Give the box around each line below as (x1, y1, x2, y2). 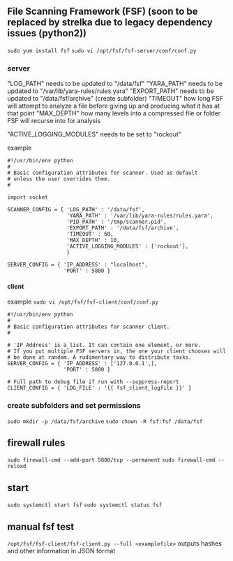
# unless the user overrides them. (7, 176, 111, 183)
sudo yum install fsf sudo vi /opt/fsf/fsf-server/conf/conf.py (7, 47, 197, 55)
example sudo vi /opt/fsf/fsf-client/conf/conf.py (7, 297, 159, 306)
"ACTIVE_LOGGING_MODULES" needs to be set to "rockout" (7, 130, 181, 139)
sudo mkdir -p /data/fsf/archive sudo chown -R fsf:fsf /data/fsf (7, 418, 203, 425)
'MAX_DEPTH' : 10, (66, 237, 120, 244)
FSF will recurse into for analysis (7, 117, 101, 125)
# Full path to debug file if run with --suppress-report (7, 378, 179, 385)
